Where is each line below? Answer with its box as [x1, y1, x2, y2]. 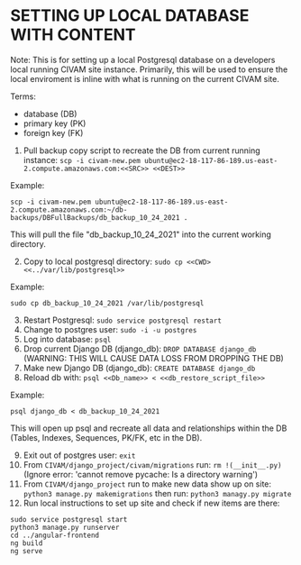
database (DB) [23, 108, 78, 119]
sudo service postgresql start [10, 515, 128, 524]
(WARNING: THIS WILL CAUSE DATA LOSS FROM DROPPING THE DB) [23, 352, 285, 363]
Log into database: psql [23, 333, 112, 344]
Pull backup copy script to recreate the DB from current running [23, 145, 260, 156]
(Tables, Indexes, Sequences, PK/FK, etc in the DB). [10, 432, 203, 442]
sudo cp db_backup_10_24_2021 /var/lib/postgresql [10, 298, 205, 307]
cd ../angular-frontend [10, 531, 100, 540]
